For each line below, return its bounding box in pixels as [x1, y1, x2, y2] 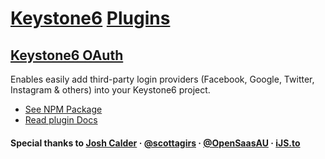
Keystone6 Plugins [10, 7, 171, 30]
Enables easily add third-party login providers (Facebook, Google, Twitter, [10, 73, 315, 85]
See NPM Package [24, 103, 103, 115]
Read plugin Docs [24, 114, 98, 126]
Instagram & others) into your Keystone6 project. [10, 84, 211, 96]
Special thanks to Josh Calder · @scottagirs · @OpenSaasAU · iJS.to [10, 137, 301, 149]
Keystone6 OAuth [10, 47, 124, 64]
